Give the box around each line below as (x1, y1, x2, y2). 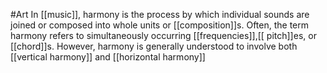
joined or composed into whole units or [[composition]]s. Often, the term (10, 19, 310, 31)
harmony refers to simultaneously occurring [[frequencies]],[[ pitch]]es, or (10, 30, 317, 41)
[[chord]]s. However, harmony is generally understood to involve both (10, 40, 298, 52)
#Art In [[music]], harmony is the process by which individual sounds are (10, 9, 310, 20)
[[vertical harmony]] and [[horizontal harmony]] (10, 51, 206, 63)
